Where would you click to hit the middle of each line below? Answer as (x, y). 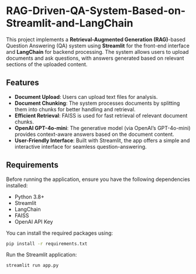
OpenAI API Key (34, 221)
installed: (17, 185)
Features (23, 83)
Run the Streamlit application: (42, 255)
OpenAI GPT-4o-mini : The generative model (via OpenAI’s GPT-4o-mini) (103, 128)
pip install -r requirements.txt (47, 244)
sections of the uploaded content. (47, 64)
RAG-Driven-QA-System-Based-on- (96, 11)
